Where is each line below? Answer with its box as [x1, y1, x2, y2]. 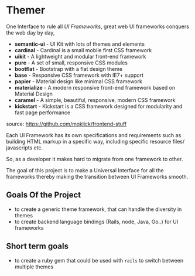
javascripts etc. [6, 144, 43, 151]
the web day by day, [6, 29, 55, 36]
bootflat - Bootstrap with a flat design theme [14, 65, 123, 72]
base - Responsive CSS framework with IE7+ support [14, 71, 144, 79]
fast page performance [14, 109, 71, 116]
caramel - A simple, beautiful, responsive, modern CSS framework [14, 96, 176, 103]
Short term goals [6, 241, 69, 251]
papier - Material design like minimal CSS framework [14, 77, 142, 85]
